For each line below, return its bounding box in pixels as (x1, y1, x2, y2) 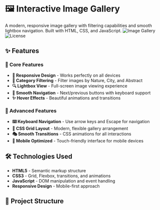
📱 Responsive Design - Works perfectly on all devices (12, 72, 121, 78)
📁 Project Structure (5, 197, 64, 205)
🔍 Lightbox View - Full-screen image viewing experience (12, 83, 128, 89)
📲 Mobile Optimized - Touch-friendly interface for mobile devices (12, 138, 144, 143)
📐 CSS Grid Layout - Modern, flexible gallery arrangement (12, 126, 128, 131)
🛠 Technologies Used (5, 153, 73, 161)
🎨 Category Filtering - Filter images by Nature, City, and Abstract (12, 77, 143, 83)
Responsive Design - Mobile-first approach (12, 183, 100, 189)
